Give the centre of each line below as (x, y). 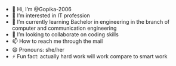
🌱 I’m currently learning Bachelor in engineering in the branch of (91, 22)
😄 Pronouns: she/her (38, 50)
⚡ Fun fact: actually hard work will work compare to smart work (89, 56)
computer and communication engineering (64, 28)
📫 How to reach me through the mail (57, 41)
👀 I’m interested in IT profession (51, 15)
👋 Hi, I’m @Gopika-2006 (41, 9)
